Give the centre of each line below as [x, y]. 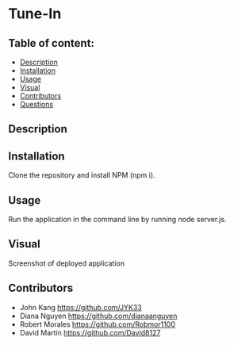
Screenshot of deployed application [67, 263]
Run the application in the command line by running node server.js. [117, 220]
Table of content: [52, 43]
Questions [36, 104]
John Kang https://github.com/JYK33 [81, 307]
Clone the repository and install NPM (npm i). [82, 175]
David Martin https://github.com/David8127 [90, 332]
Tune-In [35, 14]
